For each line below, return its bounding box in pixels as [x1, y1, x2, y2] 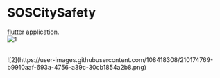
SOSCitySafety [7, 5, 96, 21]
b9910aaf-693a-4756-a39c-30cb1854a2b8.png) [7, 63, 147, 71]
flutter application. [7, 28, 60, 36]
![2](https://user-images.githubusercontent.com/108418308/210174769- [7, 55, 214, 64]
